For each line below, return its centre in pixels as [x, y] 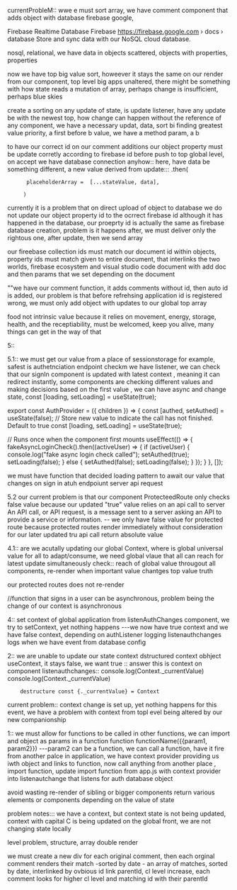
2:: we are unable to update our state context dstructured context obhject [114, 656]
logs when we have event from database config [77, 642]
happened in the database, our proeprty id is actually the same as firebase [116, 223]
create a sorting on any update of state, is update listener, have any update [117, 110]
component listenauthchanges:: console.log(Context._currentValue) [106, 671]
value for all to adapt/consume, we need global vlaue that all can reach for [116, 556]
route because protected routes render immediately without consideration [115, 527]
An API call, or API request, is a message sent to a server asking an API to [115, 512]
